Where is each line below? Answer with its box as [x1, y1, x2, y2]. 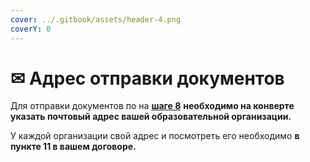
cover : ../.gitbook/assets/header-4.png [10, 14, 182, 25]
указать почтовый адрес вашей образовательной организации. [10, 111, 292, 123]
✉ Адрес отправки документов [10, 67, 285, 90]
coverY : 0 [10, 24, 52, 34]
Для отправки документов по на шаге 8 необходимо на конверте [10, 100, 295, 112]
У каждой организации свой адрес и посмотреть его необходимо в [10, 130, 300, 142]
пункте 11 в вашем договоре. [10, 141, 137, 153]
